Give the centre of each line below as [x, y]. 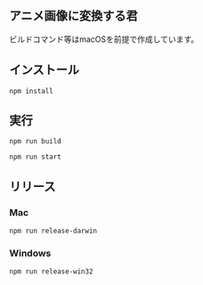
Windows [30, 254]
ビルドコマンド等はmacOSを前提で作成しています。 [104, 39]
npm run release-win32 [51, 272]
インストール [45, 70]
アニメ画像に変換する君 [73, 16]
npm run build [36, 142]
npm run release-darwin [53, 231]
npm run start [36, 157]
